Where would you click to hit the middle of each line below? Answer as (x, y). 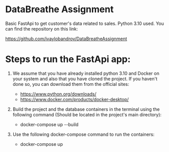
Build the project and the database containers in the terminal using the (86, 109)
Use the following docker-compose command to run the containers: (83, 134)
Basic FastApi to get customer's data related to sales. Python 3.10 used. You (84, 23)
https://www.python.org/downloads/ (58, 94)
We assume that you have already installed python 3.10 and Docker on (86, 73)
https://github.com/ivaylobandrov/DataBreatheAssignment (66, 39)
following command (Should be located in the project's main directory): (87, 114)
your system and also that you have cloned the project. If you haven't (85, 79)
